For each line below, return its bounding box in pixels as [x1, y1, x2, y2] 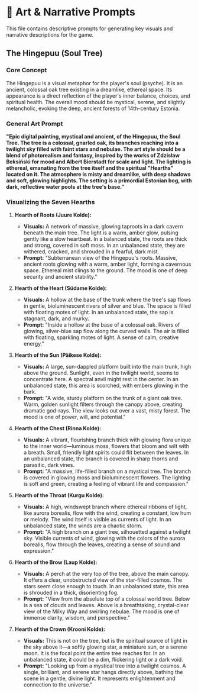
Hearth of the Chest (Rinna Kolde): [14, 425, 102, 432]
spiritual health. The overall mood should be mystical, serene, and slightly [6, 98, 186, 105]
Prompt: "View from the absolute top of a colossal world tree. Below [23, 595, 190, 602]
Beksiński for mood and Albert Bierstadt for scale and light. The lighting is [6, 158, 191, 165]
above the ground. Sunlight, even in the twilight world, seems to [23, 369, 179, 376]
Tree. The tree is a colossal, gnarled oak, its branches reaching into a [6, 139, 179, 146]
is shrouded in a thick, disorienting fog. [23, 589, 119, 597]
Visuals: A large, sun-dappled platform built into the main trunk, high [23, 363, 191, 370]
